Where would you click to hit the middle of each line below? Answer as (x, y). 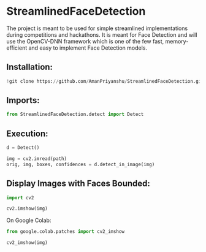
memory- (177, 41)
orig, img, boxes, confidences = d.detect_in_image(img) (81, 164)
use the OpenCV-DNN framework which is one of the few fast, (85, 41)
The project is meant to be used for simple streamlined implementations (97, 28)
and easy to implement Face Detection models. (88, 48)
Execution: (27, 133)
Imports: (23, 100)
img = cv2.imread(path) (37, 159)
